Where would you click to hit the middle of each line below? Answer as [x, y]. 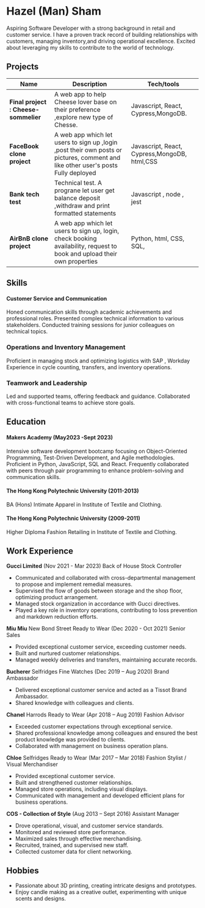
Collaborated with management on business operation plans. [92, 746]
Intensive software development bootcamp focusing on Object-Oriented [97, 451]
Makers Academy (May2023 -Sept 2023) [60, 437]
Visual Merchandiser [32, 764]
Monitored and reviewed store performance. [71, 832]
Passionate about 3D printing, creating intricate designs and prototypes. [106, 885]
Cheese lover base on [85, 102]
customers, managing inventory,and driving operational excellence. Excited [101, 41]
